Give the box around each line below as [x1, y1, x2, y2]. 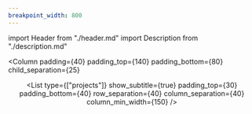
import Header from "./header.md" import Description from [8, 33, 199, 42]
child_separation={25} [8, 64, 80, 75]
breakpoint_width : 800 [8, 11, 82, 20]
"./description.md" [8, 41, 68, 51]
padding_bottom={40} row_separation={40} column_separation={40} [19, 88, 245, 98]
